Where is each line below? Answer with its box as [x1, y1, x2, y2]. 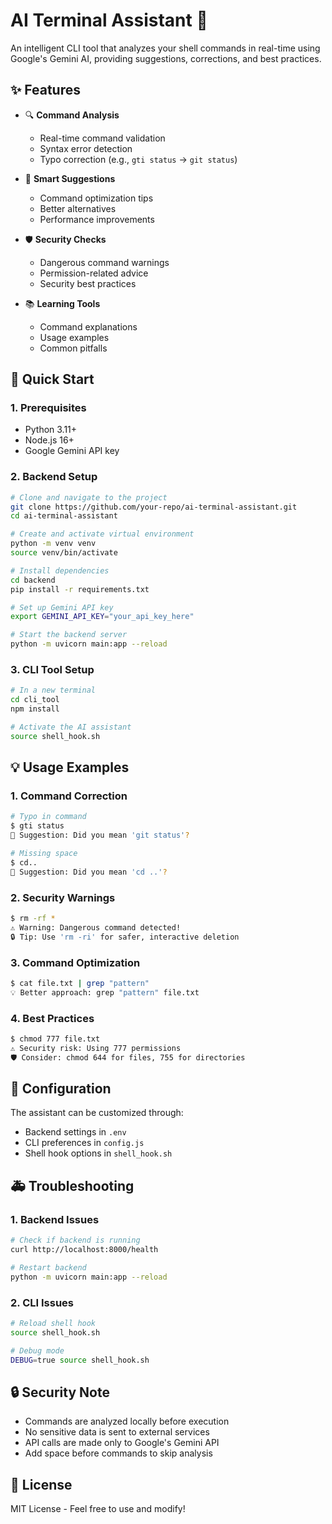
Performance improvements [39, 213, 155, 225]
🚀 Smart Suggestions [24, 172, 116, 184]
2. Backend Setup [10, 470, 98, 484]
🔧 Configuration [10, 1080, 112, 1097]
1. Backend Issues [10, 1212, 100, 1226]
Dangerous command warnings [39, 256, 170, 268]
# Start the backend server [10, 630, 128, 640]
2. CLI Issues [10, 1295, 74, 1309]
